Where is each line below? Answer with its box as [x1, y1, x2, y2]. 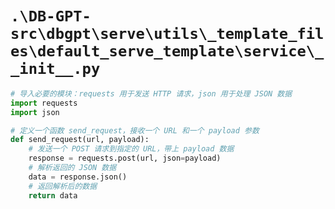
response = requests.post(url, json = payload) [28, 153, 222, 164]
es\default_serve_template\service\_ [10, 42, 325, 61]
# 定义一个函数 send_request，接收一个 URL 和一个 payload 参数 [10, 125, 260, 136]
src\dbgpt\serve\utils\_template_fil [10, 25, 325, 44]
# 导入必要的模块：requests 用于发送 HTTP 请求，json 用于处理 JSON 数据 [10, 88, 293, 99]
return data [28, 190, 78, 201]
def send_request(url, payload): [10, 135, 150, 145]
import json [10, 107, 60, 117]
